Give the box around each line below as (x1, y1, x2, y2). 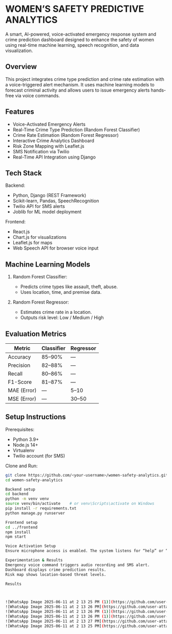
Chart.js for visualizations (12, 234, 67, 240)
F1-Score (8, 379, 32, 385)
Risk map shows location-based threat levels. (5, 572, 106, 577)
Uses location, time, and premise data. (20, 289, 102, 295)
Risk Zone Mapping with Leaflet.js (12, 143, 84, 149)
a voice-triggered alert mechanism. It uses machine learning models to (5, 81, 155, 87)
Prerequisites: (5, 426, 35, 432)
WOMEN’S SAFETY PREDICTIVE (5, 3, 144, 15)
